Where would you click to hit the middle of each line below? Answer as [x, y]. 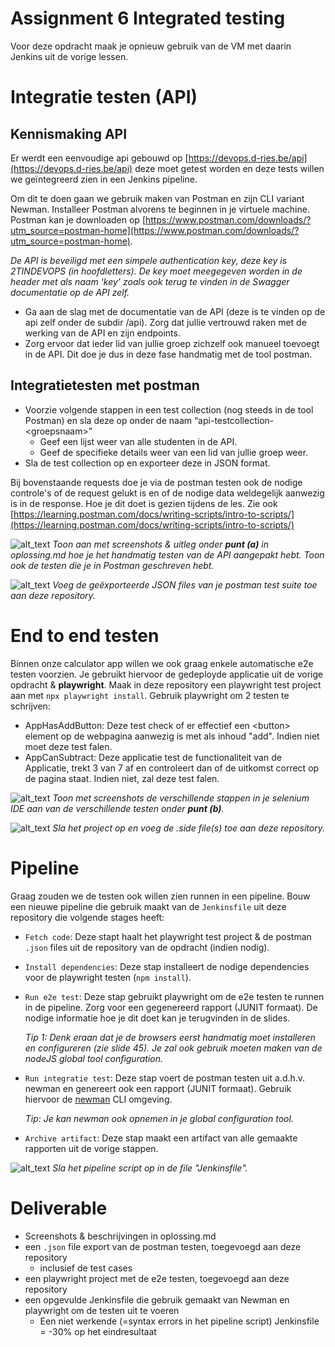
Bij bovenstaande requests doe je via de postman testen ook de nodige [156, 482]
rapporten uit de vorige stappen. [91, 1148]
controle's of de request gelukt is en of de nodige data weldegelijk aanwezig [167, 493]
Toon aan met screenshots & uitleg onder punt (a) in [161, 544]
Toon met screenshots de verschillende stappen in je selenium [181, 798]
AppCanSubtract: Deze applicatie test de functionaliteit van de [153, 757]
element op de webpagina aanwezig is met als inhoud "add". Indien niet [172, 736]
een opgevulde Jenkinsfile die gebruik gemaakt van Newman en [157, 1299]
